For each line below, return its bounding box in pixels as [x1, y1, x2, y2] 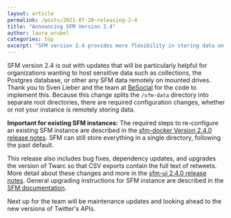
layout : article [7, 10, 54, 17]
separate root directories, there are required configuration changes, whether [7, 98, 225, 106]
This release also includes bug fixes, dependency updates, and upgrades [7, 154, 216, 163]
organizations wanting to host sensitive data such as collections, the [7, 69, 202, 77]
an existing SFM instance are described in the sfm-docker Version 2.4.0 [7, 126, 212, 134]
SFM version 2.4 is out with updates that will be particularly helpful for [7, 62, 207, 69]
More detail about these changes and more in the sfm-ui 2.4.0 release [7, 169, 207, 177]
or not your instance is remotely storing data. [7, 105, 136, 113]
